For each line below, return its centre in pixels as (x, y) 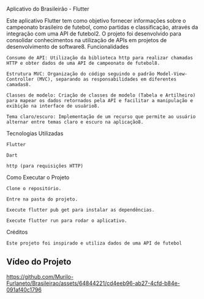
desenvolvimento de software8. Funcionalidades (67, 46)
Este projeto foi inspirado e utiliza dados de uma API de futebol (94, 243)
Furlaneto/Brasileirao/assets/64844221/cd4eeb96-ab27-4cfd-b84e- (93, 283)
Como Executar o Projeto (38, 177)
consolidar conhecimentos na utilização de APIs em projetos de (87, 40)
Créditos (17, 232)
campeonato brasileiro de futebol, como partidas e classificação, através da (102, 27)
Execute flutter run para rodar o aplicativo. (67, 221)
